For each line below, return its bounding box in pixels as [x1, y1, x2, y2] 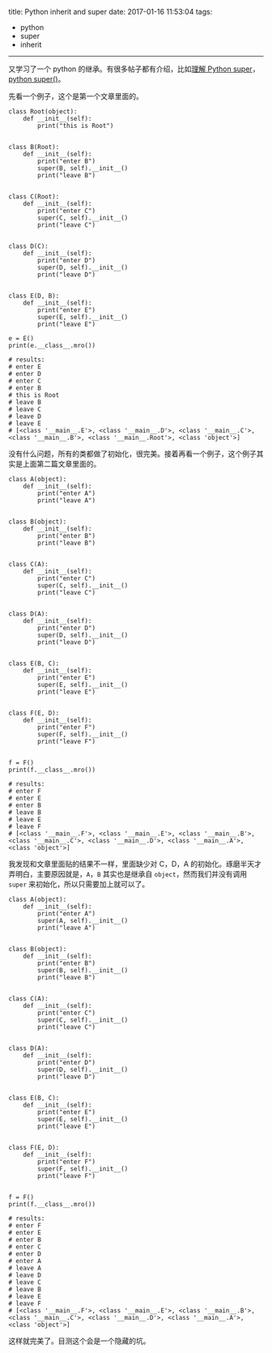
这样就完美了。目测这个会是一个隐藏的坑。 [8, 1336, 151, 1346]
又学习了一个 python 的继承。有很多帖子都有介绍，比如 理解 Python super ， [8, 64, 260, 74]
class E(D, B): [8, 292, 60, 300]
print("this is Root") [37, 122, 114, 130]
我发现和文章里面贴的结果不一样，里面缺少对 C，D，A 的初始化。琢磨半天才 [8, 859, 261, 869]
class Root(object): [8, 108, 79, 116]
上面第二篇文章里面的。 [22, 459, 101, 468]
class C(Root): [8, 193, 60, 201]
